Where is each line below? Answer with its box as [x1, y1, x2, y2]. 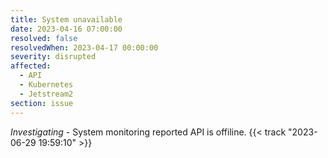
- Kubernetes [19, 80, 74, 90]
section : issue [10, 98, 74, 108]
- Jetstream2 [19, 89, 74, 99]
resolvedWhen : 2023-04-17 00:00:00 [10, 42, 159, 53]
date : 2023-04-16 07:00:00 [10, 24, 123, 34]
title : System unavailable [10, 14, 123, 25]
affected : [10, 61, 52, 71]
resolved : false [10, 33, 78, 43]
